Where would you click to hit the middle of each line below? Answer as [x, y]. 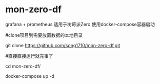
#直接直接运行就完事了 [29, 56]
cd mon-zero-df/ [23, 66]
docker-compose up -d [30, 76]
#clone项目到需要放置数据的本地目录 [44, 35]
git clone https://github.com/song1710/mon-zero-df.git [63, 45]
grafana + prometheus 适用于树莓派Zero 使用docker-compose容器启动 [80, 24]
